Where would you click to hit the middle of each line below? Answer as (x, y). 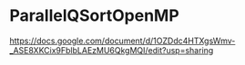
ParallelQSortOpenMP (94, 16)
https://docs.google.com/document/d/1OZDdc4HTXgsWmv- (122, 41)
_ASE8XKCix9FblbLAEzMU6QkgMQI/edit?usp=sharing (112, 50)
